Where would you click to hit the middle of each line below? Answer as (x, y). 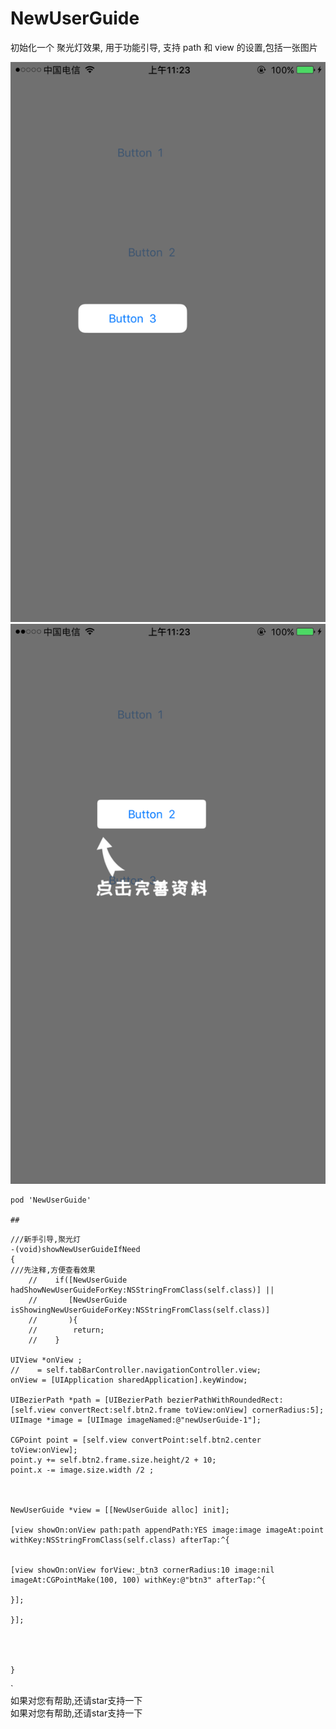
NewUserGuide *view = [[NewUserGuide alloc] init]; (120, 1510)
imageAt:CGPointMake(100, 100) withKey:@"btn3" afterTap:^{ (138, 1580)
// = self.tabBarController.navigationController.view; (136, 1370)
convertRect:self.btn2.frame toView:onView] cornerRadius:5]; (192, 1410)
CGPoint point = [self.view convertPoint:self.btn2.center (136, 1440)
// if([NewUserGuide (78, 1280)
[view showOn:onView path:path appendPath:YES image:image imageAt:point (167, 1530)
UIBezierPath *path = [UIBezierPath (86, 1400)
